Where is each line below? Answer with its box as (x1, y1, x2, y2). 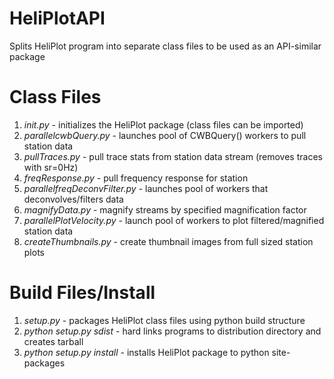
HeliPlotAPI (9, 7, 106, 30)
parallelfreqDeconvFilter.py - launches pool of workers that (23, 182, 269, 194)
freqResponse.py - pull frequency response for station (23, 172, 249, 184)
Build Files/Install (9, 282, 156, 304)
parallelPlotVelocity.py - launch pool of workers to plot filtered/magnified (23, 214, 325, 226)
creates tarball (23, 335, 84, 347)
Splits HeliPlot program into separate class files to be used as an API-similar (9, 40, 322, 52)
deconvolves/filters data (23, 193, 124, 205)
